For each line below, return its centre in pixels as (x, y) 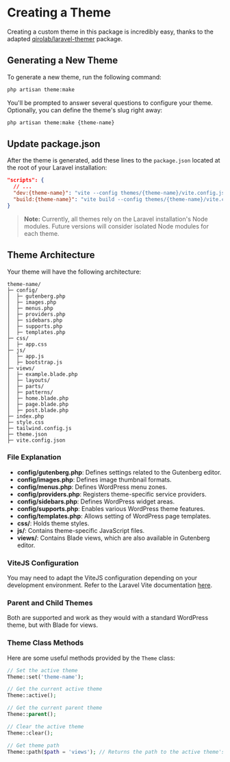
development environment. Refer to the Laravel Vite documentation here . (110, 585)
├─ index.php (26, 416)
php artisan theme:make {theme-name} (61, 122)
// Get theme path (33, 746)
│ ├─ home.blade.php (38, 398)
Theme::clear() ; (30, 733)
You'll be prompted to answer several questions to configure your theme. (110, 103)
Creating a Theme (59, 13)
